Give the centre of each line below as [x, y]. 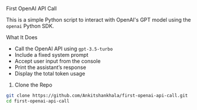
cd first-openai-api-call [38, 101]
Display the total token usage [50, 73]
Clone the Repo [34, 85]
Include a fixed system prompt [51, 55]
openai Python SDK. [30, 26]
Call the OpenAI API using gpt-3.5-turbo [64, 49]
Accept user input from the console [58, 61]
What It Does [22, 37]
